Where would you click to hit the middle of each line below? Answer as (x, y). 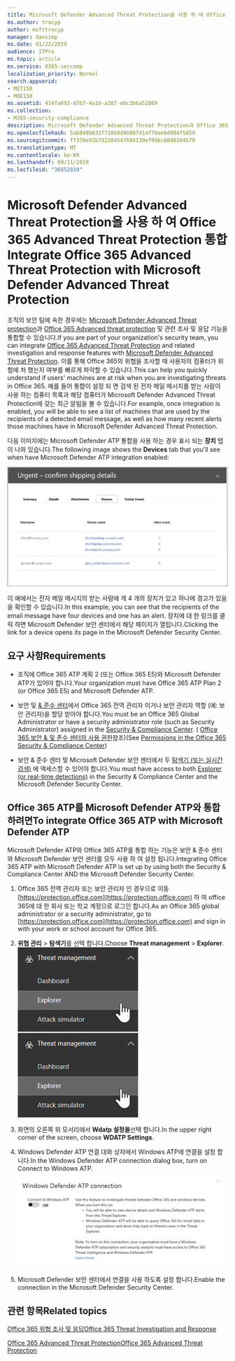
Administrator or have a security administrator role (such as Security (116, 721)
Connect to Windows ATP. (55, 1168)
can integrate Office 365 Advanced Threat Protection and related (101, 345)
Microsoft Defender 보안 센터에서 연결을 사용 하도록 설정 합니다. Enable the (121, 1279)
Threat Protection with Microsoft (104, 270)
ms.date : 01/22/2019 (37, 44)
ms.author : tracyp (34, 22)
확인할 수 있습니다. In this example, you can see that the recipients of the (117, 607)
